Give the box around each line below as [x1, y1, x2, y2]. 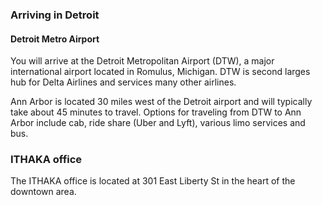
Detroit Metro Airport [10, 33, 100, 45]
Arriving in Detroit [10, 8, 100, 22]
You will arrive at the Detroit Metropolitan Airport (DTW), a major [10, 55, 275, 67]
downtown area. [10, 186, 77, 198]
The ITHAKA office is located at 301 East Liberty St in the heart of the [10, 175, 296, 187]
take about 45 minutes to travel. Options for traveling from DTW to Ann [10, 106, 302, 118]
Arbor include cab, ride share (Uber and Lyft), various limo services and [10, 117, 306, 129]
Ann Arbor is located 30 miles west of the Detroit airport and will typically [10, 96, 313, 108]
